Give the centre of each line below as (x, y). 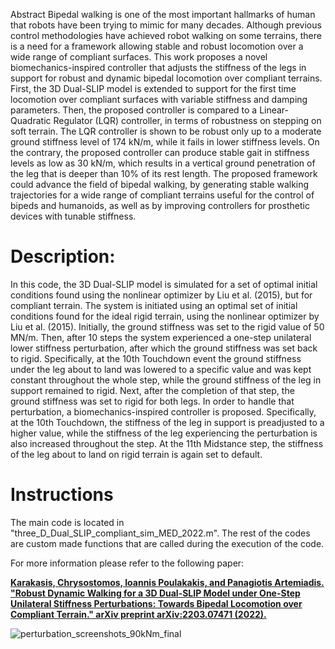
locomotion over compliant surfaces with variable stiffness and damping (159, 99)
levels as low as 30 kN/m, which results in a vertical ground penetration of (163, 163)
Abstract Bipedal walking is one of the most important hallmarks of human (163, 14)
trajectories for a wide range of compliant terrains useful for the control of (162, 195)
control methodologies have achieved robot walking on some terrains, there (166, 35)
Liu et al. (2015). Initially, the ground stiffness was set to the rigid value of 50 (167, 326)
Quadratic (31, 120)
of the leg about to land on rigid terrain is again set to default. (136, 454)
